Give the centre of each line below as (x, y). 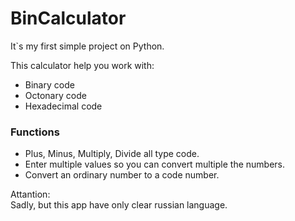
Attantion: (30, 194)
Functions (35, 132)
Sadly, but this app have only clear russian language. (119, 205)
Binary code (49, 84)
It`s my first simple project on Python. (87, 46)
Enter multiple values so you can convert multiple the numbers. (155, 164)
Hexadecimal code (63, 106)
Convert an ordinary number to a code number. (122, 175)
